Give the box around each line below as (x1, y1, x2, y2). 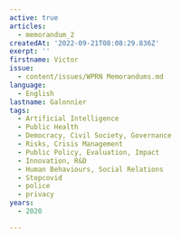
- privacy (17, 190, 54, 199)
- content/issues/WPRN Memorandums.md (17, 72, 165, 81)
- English (17, 89, 54, 98)
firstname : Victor (9, 55, 79, 64)
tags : (9, 106, 30, 115)
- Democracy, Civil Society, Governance (17, 131, 172, 140)
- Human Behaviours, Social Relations (17, 165, 165, 174)
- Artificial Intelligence (17, 114, 119, 123)
